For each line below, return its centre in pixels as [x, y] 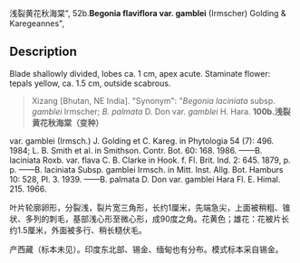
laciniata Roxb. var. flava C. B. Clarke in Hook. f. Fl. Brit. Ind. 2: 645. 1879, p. [150, 160]
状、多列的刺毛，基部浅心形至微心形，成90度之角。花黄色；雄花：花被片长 [150, 219]
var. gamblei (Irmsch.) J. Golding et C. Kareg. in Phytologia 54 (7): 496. [142, 141]
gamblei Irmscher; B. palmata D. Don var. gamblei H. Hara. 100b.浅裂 [161, 111]
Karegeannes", [37, 23]
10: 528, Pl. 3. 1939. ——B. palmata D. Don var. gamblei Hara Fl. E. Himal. [145, 179]
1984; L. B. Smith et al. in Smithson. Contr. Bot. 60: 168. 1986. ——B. [136, 150]
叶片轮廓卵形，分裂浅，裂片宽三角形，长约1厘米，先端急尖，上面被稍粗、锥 [150, 207]
